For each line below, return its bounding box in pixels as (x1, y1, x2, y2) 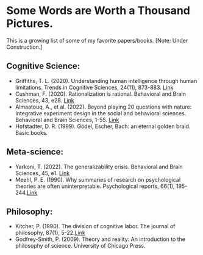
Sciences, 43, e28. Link (15, 96, 74, 104)
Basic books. (15, 129, 48, 136)
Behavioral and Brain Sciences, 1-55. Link (15, 116, 119, 123)
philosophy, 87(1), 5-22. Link (15, 229, 85, 237)
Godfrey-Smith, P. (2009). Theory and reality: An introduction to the (15, 235, 186, 243)
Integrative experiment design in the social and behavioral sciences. (15, 109, 187, 117)
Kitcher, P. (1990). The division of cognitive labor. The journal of (15, 223, 176, 230)
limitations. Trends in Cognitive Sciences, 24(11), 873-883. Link (15, 84, 174, 91)
